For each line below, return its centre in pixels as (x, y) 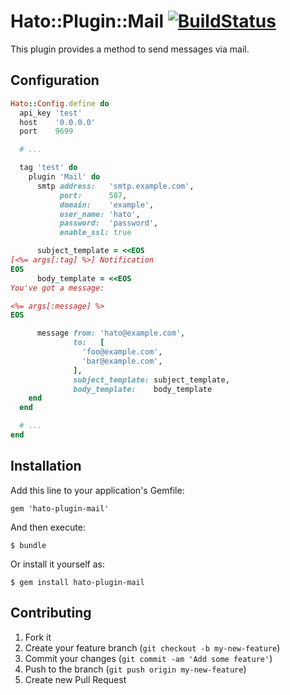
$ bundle (28, 545)
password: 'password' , (109, 223)
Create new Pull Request (75, 679)
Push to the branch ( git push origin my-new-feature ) (135, 669)
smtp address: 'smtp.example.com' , (115, 186)
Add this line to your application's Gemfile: (97, 490)
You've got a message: (57, 288)
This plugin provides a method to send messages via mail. (130, 49)
